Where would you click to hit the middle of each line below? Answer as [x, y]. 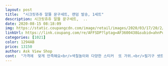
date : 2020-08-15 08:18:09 [33, 24]
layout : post [19, 10]
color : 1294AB [20, 42]
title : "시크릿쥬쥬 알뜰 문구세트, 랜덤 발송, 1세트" [54, 14]
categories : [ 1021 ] [25, 38]
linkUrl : [14, 33]
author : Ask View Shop [29, 51]
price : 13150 [19, 47]
